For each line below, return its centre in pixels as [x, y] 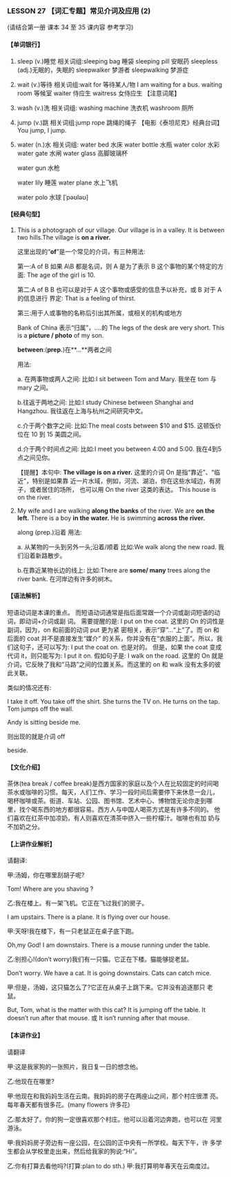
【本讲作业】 [25, 1035]
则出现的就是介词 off [36, 736]
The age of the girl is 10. [61, 275]
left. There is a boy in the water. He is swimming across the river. [111, 518]
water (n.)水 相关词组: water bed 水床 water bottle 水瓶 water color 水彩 [118, 144]
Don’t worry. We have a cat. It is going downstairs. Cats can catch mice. [109, 973]
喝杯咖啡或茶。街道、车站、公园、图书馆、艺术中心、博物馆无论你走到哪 [110, 801]
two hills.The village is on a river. [64, 237]
